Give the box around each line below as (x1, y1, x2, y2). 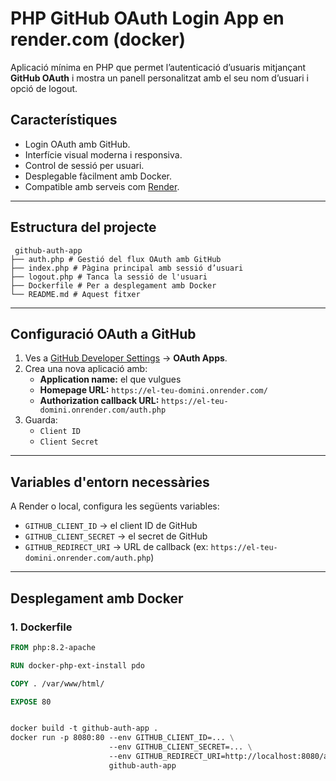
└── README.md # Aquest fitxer (10, 289, 141, 299)
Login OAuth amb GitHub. (24, 138, 131, 150)
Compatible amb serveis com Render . (24, 180, 180, 192)
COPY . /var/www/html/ (10, 678, 105, 689)
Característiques (10, 112, 118, 129)
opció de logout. (10, 82, 78, 94)
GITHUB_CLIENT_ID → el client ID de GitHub (24, 520, 198, 532)
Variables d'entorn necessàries (10, 473, 210, 491)
